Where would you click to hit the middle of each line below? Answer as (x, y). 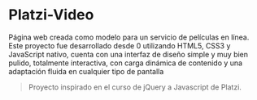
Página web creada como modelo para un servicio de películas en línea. (129, 37)
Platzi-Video (51, 15)
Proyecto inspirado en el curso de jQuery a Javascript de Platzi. (135, 87)
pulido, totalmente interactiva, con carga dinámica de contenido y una (125, 63)
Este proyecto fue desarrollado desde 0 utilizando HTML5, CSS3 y (120, 45)
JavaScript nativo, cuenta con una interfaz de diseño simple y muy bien (128, 54)
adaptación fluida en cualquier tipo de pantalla (86, 71)
